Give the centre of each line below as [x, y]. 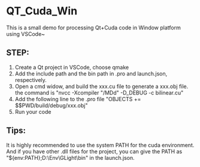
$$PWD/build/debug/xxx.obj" [51, 105]
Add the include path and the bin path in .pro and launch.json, [91, 74]
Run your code [33, 111]
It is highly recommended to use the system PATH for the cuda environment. [100, 145]
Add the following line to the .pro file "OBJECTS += [78, 99]
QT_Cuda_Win [42, 11]
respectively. [31, 80]
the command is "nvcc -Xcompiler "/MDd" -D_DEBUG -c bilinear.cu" [99, 92]
